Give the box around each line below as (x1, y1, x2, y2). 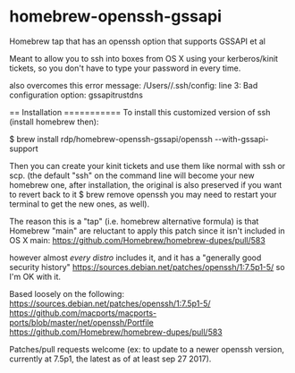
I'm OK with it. (9, 271, 61, 282)
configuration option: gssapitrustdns (9, 89, 143, 100)
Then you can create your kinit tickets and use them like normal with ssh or (9, 160, 286, 171)
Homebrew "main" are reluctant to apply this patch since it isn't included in (9, 225, 285, 236)
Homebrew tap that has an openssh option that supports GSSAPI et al (9, 36, 266, 47)
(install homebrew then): (9, 116, 99, 127)
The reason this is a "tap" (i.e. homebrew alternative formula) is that (9, 216, 259, 226)
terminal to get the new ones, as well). (9, 199, 150, 209)
